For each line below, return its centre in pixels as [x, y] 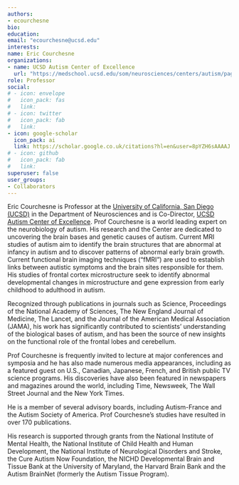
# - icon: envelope [36, 93]
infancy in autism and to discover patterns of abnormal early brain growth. [116, 252]
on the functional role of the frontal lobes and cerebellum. [92, 342]
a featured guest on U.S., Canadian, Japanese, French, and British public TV [119, 371]
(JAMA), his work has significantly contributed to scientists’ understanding [117, 327]
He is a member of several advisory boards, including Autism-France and [115, 407]
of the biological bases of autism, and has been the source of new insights [117, 334]
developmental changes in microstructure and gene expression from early [116, 282]
